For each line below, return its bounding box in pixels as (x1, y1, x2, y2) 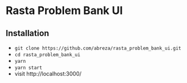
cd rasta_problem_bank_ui (14, 52, 80, 58)
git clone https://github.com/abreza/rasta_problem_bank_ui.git (14, 45, 182, 51)
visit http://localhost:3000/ (14, 70, 82, 77)
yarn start (14, 65, 43, 71)
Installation (5, 28, 49, 38)
